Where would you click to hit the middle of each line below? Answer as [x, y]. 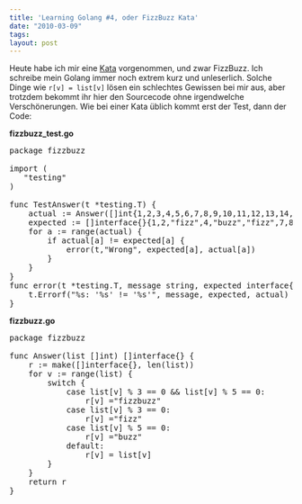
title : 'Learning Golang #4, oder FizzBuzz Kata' [104, 18]
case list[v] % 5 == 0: [118, 428]
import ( [28, 169]
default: [85, 446]
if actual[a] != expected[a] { [116, 241]
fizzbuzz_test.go [42, 134]
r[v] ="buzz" [114, 437]
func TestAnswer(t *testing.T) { [83, 205]
